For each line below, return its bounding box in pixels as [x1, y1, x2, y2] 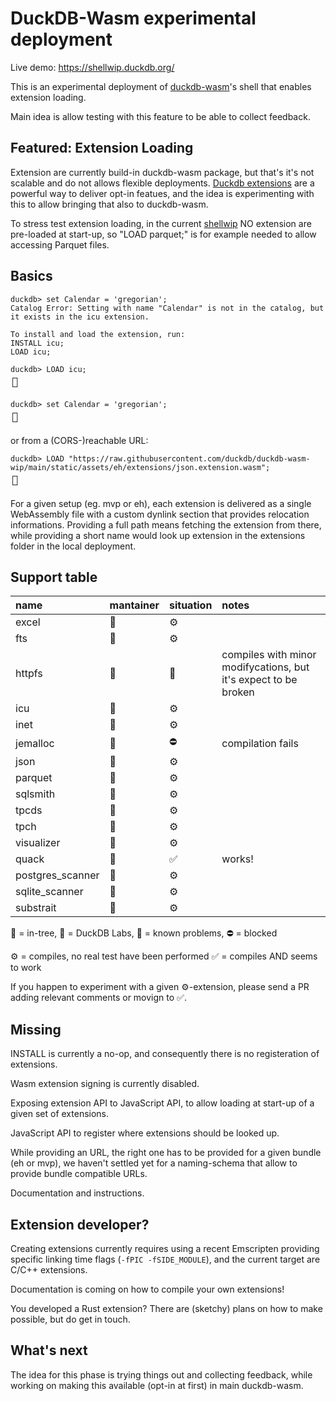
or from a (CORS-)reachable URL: [10, 434, 149, 446]
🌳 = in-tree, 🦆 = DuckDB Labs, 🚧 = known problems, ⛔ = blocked [10, 927, 278, 939]
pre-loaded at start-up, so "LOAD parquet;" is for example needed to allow [10, 228, 317, 240]
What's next [10, 1342, 88, 1359]
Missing [10, 1021, 62, 1038]
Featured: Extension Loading [10, 140, 194, 157]
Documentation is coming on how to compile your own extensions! [10, 1283, 285, 1295]
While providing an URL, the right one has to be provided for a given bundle [10, 1147, 322, 1159]
